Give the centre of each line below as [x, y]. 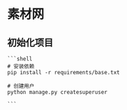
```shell [20, 59]
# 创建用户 [21, 86]
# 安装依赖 [21, 67]
